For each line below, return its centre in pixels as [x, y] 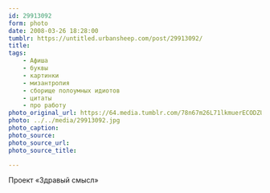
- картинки [41, 76]
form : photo [28, 23]
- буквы [35, 68]
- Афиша [35, 61]
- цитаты [37, 98]
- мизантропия [46, 83]
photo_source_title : [43, 150]
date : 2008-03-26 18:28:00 [53, 31]
